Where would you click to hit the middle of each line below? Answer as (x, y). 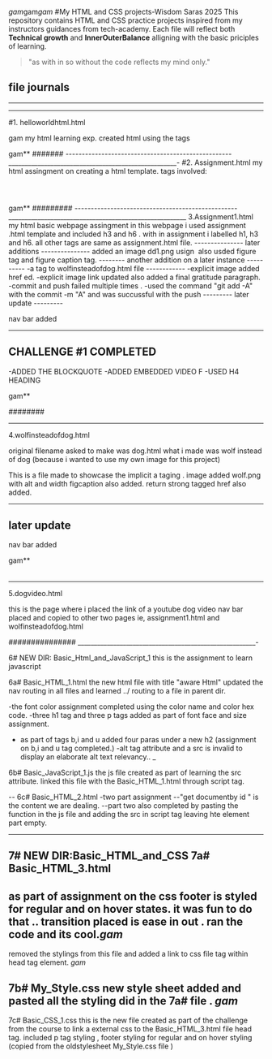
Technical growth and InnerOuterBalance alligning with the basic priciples (134, 37)
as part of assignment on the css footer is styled (133, 896)
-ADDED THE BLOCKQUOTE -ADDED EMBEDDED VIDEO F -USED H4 (124, 371)
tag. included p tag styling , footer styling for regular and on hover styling (130, 1038)
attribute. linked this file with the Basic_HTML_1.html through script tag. (127, 781)
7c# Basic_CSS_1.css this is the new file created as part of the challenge (128, 1020)
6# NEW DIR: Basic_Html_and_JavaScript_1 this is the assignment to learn (131, 658)
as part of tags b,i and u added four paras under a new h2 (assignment (138, 740)
